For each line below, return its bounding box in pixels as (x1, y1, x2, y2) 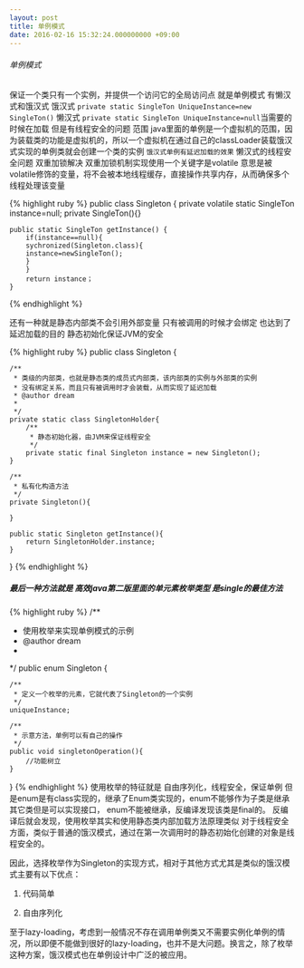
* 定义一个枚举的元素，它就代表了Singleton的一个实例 (13, 690, 193, 699)
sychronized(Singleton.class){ (25, 241, 144, 250)
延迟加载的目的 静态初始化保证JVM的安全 (9, 328, 165, 339)
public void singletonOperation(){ (9, 747, 144, 756)
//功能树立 (25, 756, 62, 766)
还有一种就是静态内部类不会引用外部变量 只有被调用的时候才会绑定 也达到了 (9, 316, 291, 327)
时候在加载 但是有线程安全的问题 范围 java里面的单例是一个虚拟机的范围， (9, 123, 285, 134)
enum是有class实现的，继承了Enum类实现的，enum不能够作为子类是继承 (16, 792, 290, 803)
